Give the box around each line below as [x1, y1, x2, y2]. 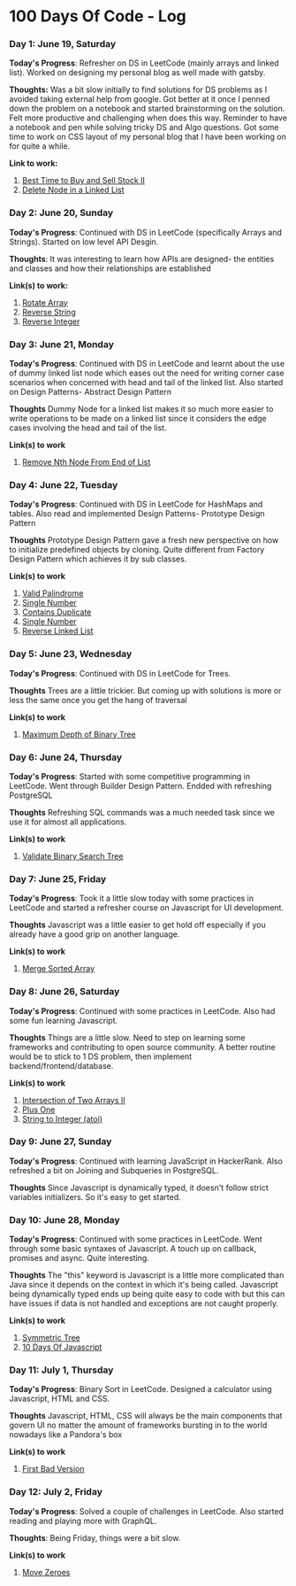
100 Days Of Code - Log [9, 6, 187, 27]
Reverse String [21, 306, 77, 317]
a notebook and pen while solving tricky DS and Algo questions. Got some [9, 122, 280, 133]
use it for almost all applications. [9, 816, 127, 827]
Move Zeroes [21, 1567, 71, 1577]
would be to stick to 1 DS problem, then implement [9, 1051, 193, 1062]
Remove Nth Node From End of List [21, 457, 151, 468]
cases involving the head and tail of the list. [9, 422, 167, 433]
